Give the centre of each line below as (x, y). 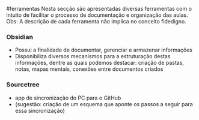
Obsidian (20, 37)
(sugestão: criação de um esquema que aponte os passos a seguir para (104, 104)
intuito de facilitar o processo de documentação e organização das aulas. (97, 15)
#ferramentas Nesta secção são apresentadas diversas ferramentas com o (99, 9)
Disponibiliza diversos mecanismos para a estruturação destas (93, 56)
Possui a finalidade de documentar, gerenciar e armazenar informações (103, 50)
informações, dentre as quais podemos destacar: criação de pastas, (99, 63)
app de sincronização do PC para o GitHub (68, 98)
